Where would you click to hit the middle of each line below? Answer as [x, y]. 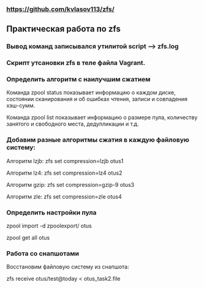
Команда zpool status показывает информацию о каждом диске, [91, 93]
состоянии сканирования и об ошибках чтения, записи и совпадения [97, 99]
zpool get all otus [28, 238]
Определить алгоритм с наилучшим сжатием [79, 80]
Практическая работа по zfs [63, 29]
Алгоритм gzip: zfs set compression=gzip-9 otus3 [70, 184]
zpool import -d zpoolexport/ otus [49, 226]
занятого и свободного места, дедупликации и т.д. [73, 124]
